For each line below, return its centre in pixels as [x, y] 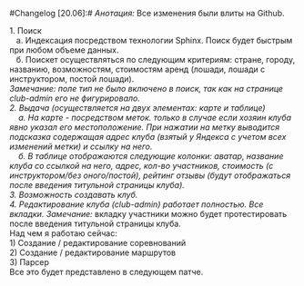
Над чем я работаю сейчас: [64, 233]
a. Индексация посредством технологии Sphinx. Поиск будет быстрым [154, 40]
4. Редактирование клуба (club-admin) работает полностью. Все [137, 204]
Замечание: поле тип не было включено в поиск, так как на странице [147, 89]
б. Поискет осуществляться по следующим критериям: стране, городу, [156, 59]
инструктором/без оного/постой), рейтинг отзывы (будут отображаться [150, 175]
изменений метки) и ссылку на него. [81, 146]
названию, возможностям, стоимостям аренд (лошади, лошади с [137, 69]
